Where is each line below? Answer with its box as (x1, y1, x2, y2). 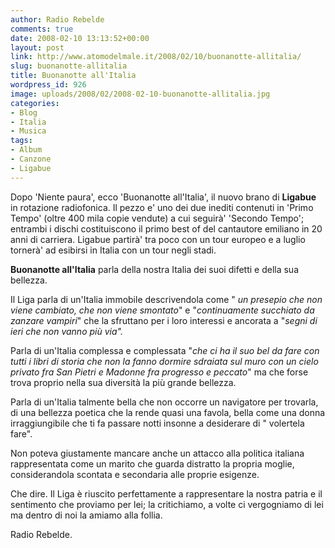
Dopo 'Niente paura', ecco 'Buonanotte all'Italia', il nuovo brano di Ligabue (10, 191, 317, 203)
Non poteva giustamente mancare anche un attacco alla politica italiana (10, 447, 305, 459)
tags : (10, 136, 33, 146)
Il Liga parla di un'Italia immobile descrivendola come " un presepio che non (10, 293, 323, 305)
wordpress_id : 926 (10, 80, 87, 90)
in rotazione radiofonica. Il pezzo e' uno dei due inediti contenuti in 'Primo (10, 201, 314, 213)
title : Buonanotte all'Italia (10, 71, 137, 81)
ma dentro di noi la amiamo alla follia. (10, 509, 163, 521)
